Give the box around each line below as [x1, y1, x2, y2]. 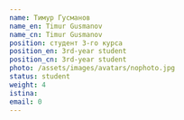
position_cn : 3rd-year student [9, 55, 127, 64]
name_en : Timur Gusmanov [9, 22, 103, 31]
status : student [9, 72, 70, 81]
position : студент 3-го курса [9, 38, 124, 48]
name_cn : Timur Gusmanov [9, 30, 103, 39]
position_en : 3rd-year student [9, 47, 127, 56]
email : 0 [9, 97, 42, 106]
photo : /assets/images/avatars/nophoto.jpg [9, 64, 176, 73]
